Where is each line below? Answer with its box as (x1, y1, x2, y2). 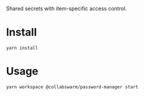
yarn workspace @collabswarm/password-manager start (6, 84, 139, 90)
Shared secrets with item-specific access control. (6, 5, 127, 12)
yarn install (6, 45, 38, 51)
